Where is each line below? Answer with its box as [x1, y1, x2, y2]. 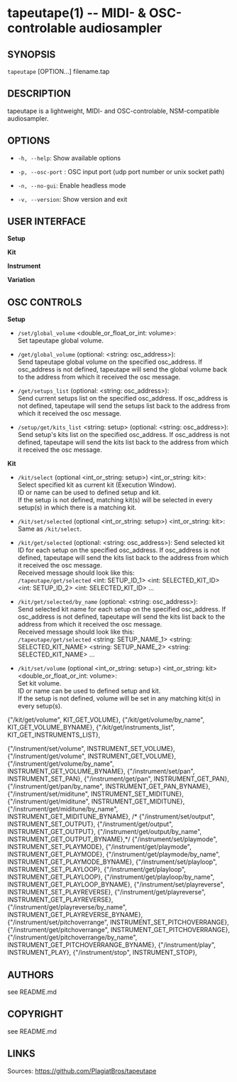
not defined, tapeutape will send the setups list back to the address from [17, 401, 231, 410]
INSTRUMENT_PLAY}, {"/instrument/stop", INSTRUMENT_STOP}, [7, 948, 197, 957]
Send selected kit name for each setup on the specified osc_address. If [17, 605, 226, 614]
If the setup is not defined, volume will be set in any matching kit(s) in [17, 694, 221, 703]
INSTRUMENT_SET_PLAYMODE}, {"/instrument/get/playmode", [7, 843, 192, 851]
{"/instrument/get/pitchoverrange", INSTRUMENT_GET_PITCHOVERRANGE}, [7, 926, 231, 934]
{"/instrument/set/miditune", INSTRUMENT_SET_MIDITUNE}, [7, 790, 184, 799]
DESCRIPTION [7, 87, 71, 100]
